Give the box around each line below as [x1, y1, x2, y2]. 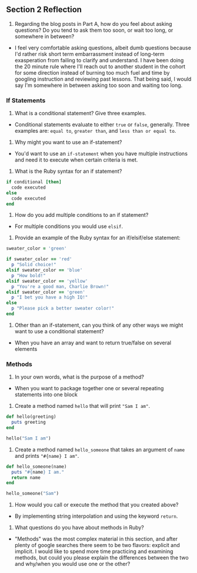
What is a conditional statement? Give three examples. [14, 110, 146, 117]
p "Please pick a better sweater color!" [11, 306, 115, 311]
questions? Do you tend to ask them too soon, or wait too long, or [14, 26, 173, 33]
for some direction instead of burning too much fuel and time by [14, 69, 170, 76]
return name [11, 474, 41, 481]
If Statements [6, 96, 46, 105]
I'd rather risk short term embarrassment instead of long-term [14, 50, 165, 58]
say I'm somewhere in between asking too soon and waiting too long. [14, 82, 183, 89]
